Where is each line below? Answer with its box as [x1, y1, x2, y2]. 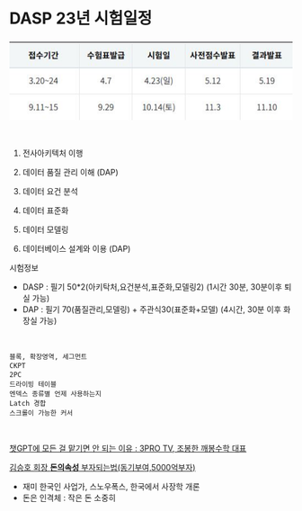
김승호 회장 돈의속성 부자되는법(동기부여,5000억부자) [9, 462, 196, 472]
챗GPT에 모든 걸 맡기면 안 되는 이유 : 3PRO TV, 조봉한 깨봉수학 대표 [9, 443, 247, 453]
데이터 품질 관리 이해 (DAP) [22, 166, 119, 177]
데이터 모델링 [22, 224, 69, 235]
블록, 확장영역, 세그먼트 [9, 352, 88, 361]
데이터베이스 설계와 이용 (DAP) [22, 243, 131, 254]
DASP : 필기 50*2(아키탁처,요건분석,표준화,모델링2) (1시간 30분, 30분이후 [22, 281, 283, 292]
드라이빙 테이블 [9, 380, 57, 389]
